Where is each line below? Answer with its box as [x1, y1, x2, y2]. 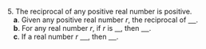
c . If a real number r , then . [13, 32, 119, 41]
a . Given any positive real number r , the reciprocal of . [13, 15, 199, 24]
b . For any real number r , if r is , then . [13, 24, 152, 32]
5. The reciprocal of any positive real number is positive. [7, 7, 192, 16]
